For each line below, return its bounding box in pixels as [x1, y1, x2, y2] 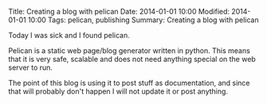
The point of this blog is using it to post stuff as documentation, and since [8, 79, 250, 87]
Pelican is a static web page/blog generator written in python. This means [8, 46, 251, 55]
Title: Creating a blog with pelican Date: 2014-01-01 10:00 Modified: [8, 7, 230, 16]
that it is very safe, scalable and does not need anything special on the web [8, 55, 257, 64]
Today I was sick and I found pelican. [8, 31, 130, 40]
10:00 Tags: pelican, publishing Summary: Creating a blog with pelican [27, 15, 259, 25]
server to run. [8, 63, 53, 72]
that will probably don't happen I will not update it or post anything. [8, 87, 229, 96]
